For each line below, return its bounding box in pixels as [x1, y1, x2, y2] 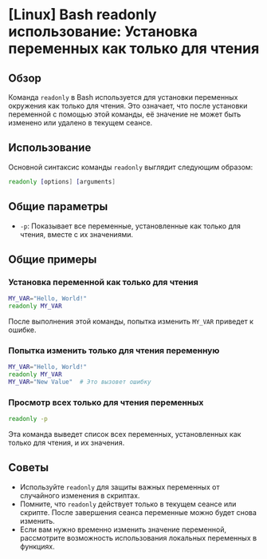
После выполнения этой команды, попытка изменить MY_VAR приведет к [8, 316, 253, 326]
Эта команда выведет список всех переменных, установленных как [8, 430, 241, 439]
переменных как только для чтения [8, 40, 260, 57]
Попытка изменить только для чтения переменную [8, 345, 220, 356]
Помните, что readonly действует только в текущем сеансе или [19, 499, 237, 509]
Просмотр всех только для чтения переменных [8, 397, 204, 408]
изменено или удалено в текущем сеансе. [8, 118, 153, 127]
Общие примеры [8, 252, 97, 266]
